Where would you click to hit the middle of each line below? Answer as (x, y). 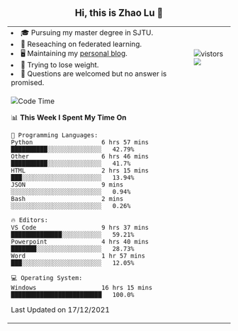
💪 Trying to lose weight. (60, 64)
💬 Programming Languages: (55, 135)
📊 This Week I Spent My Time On (69, 117)
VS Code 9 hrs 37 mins (80, 227)
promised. (28, 82)
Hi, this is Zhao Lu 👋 (119, 13)
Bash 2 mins (67, 198)
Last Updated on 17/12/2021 (60, 310)
